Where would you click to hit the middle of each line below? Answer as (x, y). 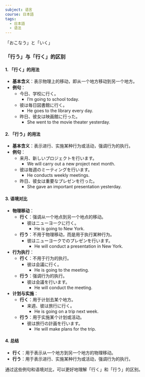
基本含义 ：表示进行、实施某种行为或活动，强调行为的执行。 (72, 146)
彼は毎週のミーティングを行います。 (56, 170)
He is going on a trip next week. (66, 311)
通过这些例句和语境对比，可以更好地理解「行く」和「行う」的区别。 (74, 369)
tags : (11, 19)
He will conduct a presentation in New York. (79, 246)
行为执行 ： (23, 252)
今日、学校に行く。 (39, 94)
